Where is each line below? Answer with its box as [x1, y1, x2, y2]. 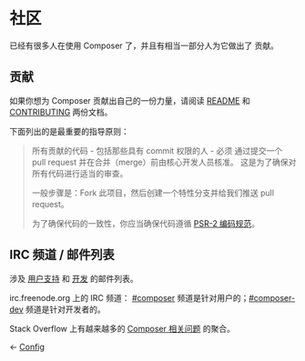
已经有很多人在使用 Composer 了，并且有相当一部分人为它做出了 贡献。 [9, 40, 280, 51]
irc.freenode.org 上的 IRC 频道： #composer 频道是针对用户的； [9, 292, 249, 303]
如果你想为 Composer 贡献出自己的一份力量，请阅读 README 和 [9, 95, 250, 105]
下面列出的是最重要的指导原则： [9, 125, 129, 136]
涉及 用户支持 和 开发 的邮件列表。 [9, 273, 138, 284]
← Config [9, 341, 46, 352]
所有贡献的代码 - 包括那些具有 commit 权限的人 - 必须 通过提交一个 [31, 145, 283, 155]
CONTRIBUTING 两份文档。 [9, 106, 113, 117]
